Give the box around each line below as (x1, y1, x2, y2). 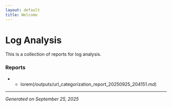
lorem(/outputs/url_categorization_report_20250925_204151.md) (20, 81, 157, 87)
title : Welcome (5, 12, 38, 17)
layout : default (5, 7, 40, 13)
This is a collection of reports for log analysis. (5, 51, 101, 57)
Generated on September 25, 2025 (5, 96, 79, 102)
